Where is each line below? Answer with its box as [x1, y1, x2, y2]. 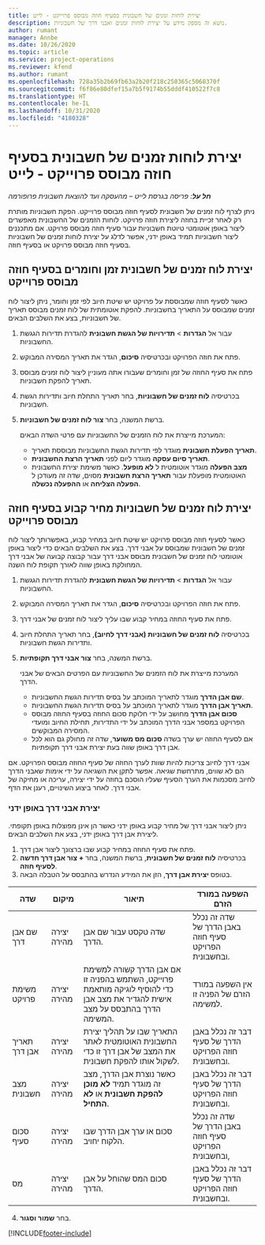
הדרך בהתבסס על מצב [83, 1003, 162, 1014]
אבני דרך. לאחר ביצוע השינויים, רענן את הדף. [8, 783, 141, 793]
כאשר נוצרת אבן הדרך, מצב [83, 1068, 176, 1079]
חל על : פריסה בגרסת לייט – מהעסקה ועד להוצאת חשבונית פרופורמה [8, 191, 211, 201]
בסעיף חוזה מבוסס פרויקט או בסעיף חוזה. [8, 240, 132, 249]
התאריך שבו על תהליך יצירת [83, 1026, 178, 1037]
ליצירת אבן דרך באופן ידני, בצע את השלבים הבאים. [8, 829, 159, 838]
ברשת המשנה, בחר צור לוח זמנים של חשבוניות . [19, 414, 165, 424]
